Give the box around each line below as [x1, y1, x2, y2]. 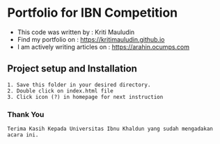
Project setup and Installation [7, 63, 138, 74]
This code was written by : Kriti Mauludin [17, 28, 135, 36]
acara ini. [7, 131, 39, 138]
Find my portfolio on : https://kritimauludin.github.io [17, 35, 165, 43]
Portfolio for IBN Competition [7, 5, 178, 21]
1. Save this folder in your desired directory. [7, 81, 151, 88]
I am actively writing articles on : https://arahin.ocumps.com [17, 42, 190, 51]
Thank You [7, 109, 45, 119]
